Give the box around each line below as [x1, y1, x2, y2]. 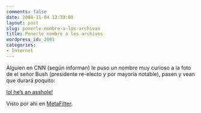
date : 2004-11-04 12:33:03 [6, 14, 74, 20]
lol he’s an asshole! [6, 88, 53, 96]
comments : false [6, 8, 47, 15]
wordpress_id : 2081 [6, 36, 55, 42]
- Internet [6, 48, 34, 54]
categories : [6, 42, 36, 48]
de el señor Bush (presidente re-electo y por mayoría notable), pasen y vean [6, 70, 195, 78]
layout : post [6, 20, 39, 26]
